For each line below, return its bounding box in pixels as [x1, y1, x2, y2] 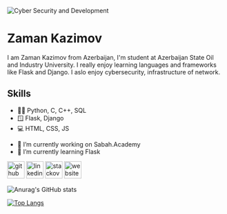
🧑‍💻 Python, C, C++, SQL [17, 106, 87, 114]
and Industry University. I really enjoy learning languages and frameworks [7, 61, 217, 69]
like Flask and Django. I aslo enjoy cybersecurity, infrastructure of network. [7, 67, 221, 76]
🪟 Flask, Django [17, 114, 64, 122]
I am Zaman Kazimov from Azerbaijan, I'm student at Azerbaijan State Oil [7, 53, 214, 61]
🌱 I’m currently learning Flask [17, 147, 101, 156]
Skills [7, 88, 31, 100]
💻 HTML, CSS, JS [17, 124, 70, 132]
